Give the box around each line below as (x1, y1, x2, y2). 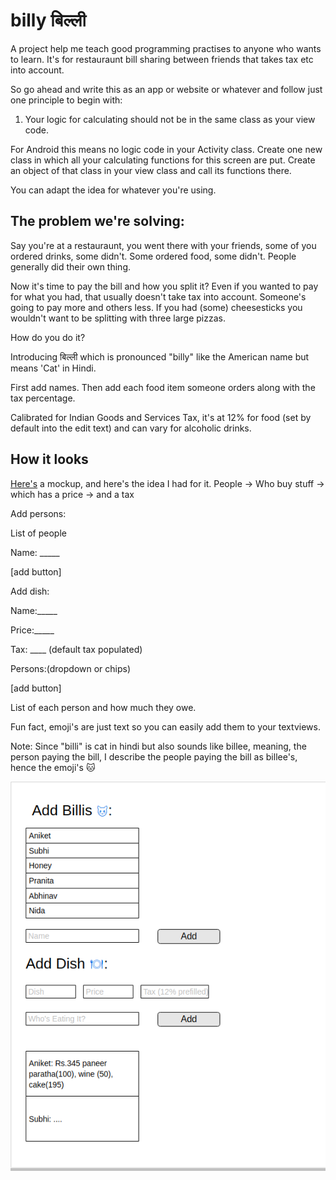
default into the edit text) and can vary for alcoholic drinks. (10, 422, 252, 434)
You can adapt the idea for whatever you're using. (10, 184, 217, 196)
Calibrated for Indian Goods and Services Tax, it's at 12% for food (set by (10, 411, 312, 423)
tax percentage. (10, 392, 76, 404)
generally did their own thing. (10, 260, 132, 273)
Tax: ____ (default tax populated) (10, 643, 143, 655)
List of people (10, 527, 67, 539)
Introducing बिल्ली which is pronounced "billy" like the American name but (10, 350, 310, 363)
